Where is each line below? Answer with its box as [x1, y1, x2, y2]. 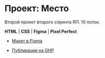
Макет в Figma [11, 38, 43, 44]
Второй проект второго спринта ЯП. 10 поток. [4, 19, 100, 25]
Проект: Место [4, 3, 69, 14]
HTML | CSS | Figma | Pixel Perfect [4, 28, 77, 34]
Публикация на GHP [11, 47, 54, 53]
